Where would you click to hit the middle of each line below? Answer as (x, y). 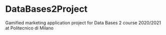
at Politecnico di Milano (30, 28)
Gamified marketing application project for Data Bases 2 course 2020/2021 (83, 23)
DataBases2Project (46, 9)
